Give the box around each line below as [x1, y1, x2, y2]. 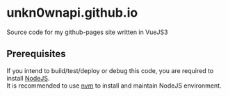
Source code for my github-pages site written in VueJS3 [6, 28, 168, 36]
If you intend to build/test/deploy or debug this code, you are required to [6, 66, 213, 74]
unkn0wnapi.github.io [6, 5, 138, 21]
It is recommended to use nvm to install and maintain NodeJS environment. [6, 81, 222, 90]
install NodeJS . [6, 74, 50, 82]
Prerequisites [6, 48, 66, 60]
